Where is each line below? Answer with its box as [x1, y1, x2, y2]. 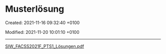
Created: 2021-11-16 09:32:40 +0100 [5, 20, 80, 26]
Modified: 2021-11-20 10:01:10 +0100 [5, 29, 80, 35]
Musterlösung [5, 3, 64, 15]
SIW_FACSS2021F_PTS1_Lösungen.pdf [5, 43, 84, 49]
